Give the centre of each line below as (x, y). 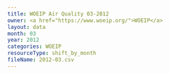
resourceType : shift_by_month (52, 54)
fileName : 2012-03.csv (41, 60)
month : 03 (22, 33)
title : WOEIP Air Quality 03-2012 (58, 14)
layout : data (27, 27)
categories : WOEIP (34, 47)
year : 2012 (23, 40)
